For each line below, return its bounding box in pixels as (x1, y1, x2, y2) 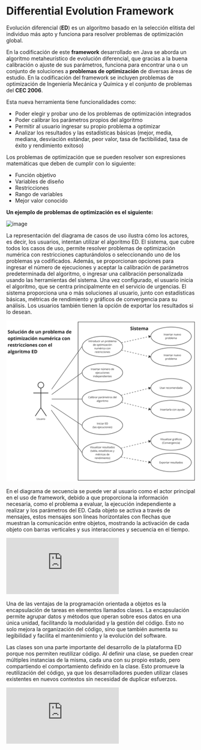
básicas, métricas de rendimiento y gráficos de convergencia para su (6, 295, 178, 302)
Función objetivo (14, 171, 56, 178)
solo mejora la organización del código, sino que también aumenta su (6, 626, 178, 633)
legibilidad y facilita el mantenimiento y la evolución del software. (6, 632, 167, 640)
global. (6, 37, 23, 44)
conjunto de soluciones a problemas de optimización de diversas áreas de (6, 67, 192, 74)
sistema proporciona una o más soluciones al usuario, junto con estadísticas (6, 289, 195, 296)
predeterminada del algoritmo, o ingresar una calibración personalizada (6, 270, 183, 277)
